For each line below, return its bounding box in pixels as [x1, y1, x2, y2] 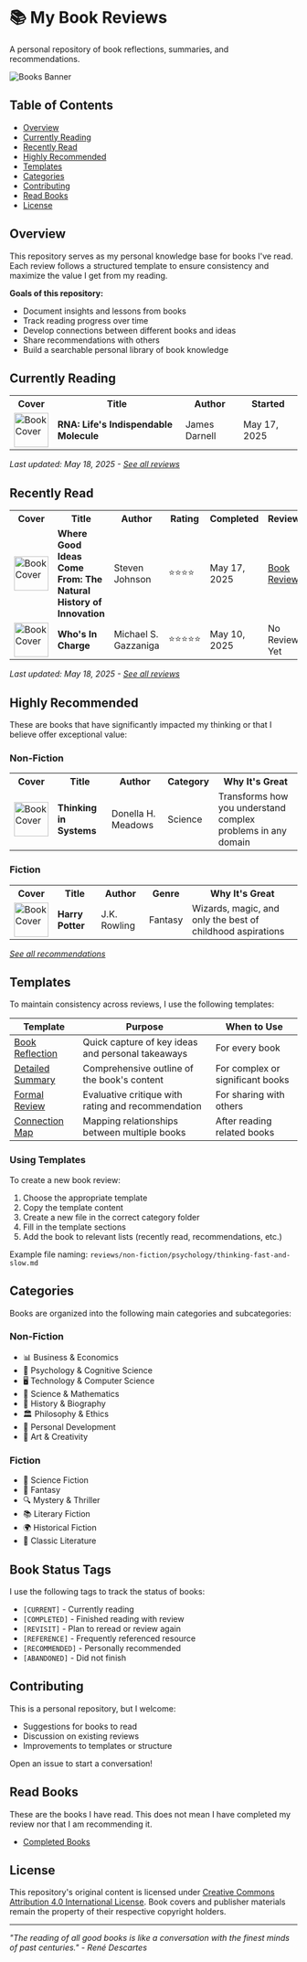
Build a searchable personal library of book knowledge [22, 344, 229, 355]
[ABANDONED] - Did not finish [22, 1652, 126, 1663]
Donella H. [111, 807, 156, 820]
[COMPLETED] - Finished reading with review [22, 1613, 185, 1624]
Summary [14, 1073, 57, 1086]
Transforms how [217, 790, 289, 803]
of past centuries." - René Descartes [9, 1942, 148, 1953]
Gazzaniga [113, 639, 160, 652]
